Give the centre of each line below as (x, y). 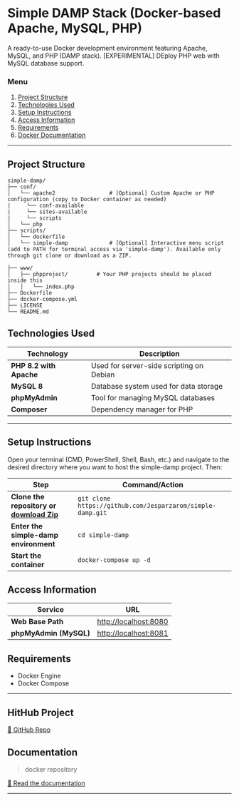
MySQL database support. (46, 63)
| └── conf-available (46, 206)
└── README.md (28, 312)
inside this (25, 281)
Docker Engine (39, 676)
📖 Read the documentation (46, 783)
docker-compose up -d (114, 560)
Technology (48, 353)
